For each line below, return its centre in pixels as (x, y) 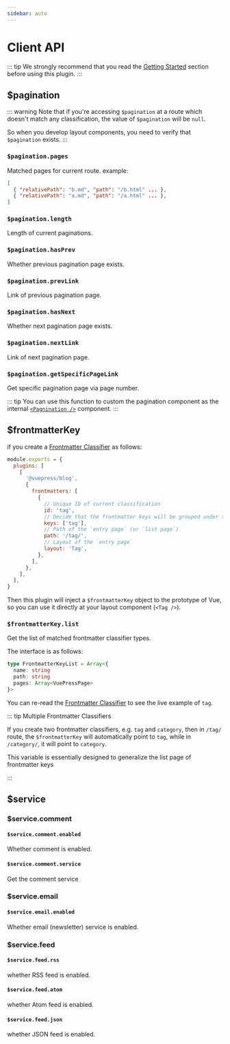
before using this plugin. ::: (45, 73)
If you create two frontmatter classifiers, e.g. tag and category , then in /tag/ (114, 729)
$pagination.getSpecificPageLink (63, 374)
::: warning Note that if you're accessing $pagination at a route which (105, 112)
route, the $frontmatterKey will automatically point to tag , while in (99, 736)
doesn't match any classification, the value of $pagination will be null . (107, 119)
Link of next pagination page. (48, 357)
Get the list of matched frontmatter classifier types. (79, 638)
